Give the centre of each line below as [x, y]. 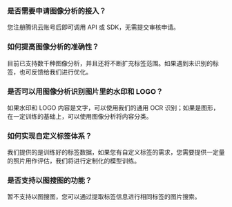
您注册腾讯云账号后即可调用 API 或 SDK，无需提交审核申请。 [93, 27]
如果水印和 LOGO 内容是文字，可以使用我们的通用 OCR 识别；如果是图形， [113, 108]
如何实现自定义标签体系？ [50, 136]
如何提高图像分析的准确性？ [53, 47]
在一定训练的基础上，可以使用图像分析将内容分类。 [80, 116]
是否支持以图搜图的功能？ [50, 181]
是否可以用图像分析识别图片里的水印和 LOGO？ [85, 91]
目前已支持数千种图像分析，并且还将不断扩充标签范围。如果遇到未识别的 [110, 63]
